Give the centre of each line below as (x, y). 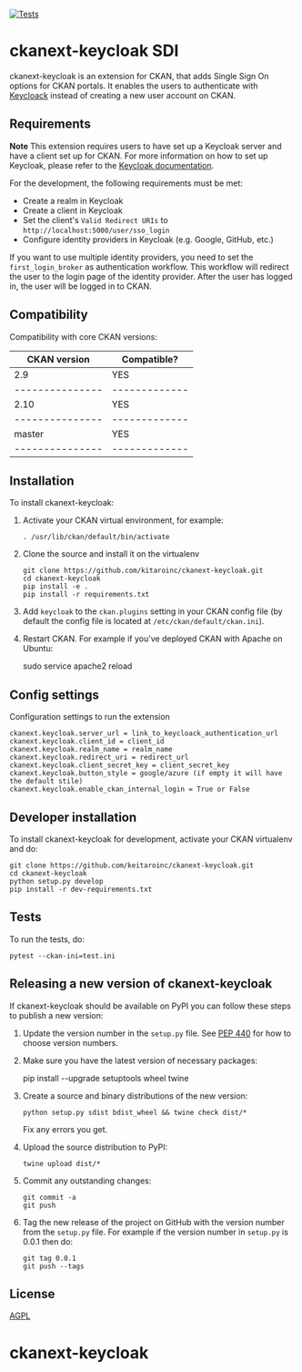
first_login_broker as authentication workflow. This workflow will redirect (149, 266)
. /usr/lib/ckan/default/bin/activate (96, 538)
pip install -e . (55, 587)
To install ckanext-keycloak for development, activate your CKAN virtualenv (151, 839)
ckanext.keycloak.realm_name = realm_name (91, 750)
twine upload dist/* (61, 1163)
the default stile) (46, 782)
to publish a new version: (56, 1015)
